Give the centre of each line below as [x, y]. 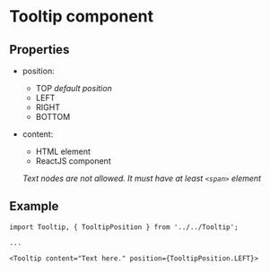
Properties [39, 50]
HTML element [63, 151]
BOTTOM [53, 117]
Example [34, 206]
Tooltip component [82, 17]
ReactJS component [73, 161]
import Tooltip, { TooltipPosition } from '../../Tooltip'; [124, 227]
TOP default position [74, 88]
